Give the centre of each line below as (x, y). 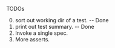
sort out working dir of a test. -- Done (62, 20)
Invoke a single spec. (41, 33)
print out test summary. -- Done (55, 27)
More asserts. (32, 39)
